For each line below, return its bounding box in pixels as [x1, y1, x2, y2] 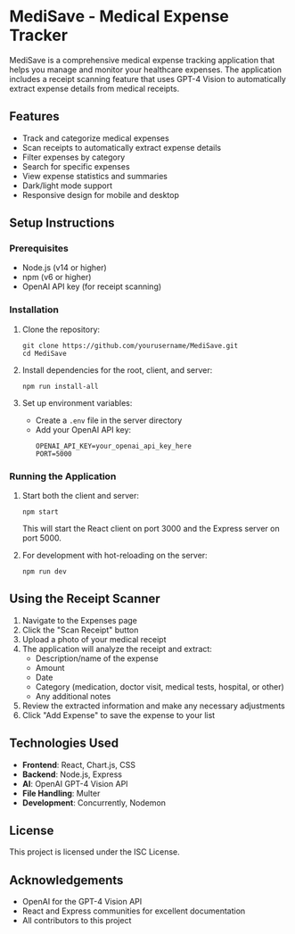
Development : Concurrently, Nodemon [21, 797, 167, 808]
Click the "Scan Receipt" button [21, 624, 139, 635]
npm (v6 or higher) [21, 272, 92, 283]
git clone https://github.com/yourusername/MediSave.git [21, 341, 239, 350]
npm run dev [21, 567, 67, 576]
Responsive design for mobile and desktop [21, 189, 180, 200]
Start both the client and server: [21, 491, 140, 501]
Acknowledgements [9, 872, 124, 888]
